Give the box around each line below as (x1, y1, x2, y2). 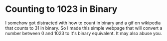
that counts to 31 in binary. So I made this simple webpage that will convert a (5, 25, 163, 31)
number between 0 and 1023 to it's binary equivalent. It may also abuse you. (5, 30, 162, 36)
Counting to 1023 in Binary (5, 3, 118, 15)
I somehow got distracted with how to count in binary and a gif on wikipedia (5, 20, 161, 26)
